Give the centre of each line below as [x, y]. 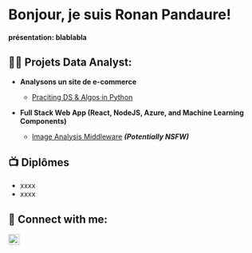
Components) [43, 121]
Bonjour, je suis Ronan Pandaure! [120, 15]
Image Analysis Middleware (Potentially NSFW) [110, 136]
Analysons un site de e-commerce [78, 81]
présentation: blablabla [48, 37]
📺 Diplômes [39, 162]
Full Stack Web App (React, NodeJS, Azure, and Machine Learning [132, 113]
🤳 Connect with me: [58, 219]
